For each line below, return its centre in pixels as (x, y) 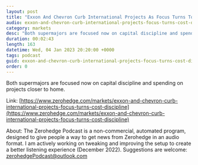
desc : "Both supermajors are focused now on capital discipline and (92, 34)
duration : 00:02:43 (30, 39)
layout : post (22, 11)
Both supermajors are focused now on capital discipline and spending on (95, 83)
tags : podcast (24, 55)
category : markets (29, 28)
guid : (13, 61)
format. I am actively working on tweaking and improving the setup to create (99, 143)
